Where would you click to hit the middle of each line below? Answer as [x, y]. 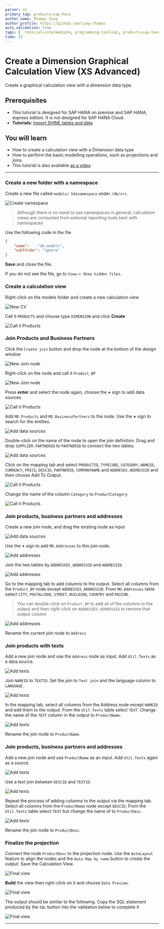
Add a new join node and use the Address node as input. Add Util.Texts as [81, 656]
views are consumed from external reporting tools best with [77, 217]
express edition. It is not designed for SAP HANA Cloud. [68, 118]
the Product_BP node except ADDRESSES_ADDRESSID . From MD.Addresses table [80, 589]
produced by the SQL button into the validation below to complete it [72, 907]
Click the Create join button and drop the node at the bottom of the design [81, 349]
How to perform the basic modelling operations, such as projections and [85, 155]
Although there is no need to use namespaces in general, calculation [86, 212]
